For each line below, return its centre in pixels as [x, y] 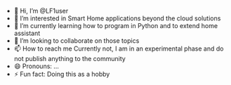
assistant [27, 33]
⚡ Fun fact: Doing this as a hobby [62, 74]
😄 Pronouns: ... [37, 66]
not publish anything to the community [70, 59]
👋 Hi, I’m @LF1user [41, 11]
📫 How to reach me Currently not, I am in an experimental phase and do [119, 48]
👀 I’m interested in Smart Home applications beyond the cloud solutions [117, 18]
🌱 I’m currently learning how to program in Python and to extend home [116, 26]
